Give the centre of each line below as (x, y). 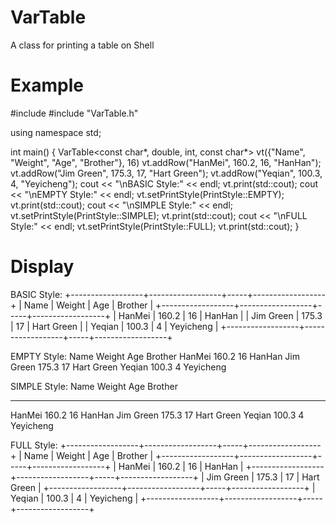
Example (47, 85)
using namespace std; (56, 132)
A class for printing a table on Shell (82, 45)
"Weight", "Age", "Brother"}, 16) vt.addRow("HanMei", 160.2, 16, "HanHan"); (166, 162)
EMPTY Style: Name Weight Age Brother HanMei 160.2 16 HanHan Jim (155, 356)
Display (42, 267)
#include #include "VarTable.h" (74, 113)
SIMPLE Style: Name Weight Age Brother (94, 386)
